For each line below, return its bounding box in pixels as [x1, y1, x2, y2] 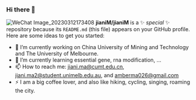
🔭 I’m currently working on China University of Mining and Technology [14, 44, 189, 51]
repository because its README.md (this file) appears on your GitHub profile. [6, 26, 191, 33]
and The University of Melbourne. [14, 50, 99, 57]
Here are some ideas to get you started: [6, 32, 105, 40]
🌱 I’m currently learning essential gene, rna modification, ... [14, 56, 161, 63]
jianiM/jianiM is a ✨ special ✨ [95, 19, 170, 26]
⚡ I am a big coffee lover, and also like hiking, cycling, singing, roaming [14, 78, 191, 86]
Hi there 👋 [6, 5, 36, 14]
